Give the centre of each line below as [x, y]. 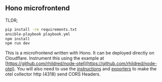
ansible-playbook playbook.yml [38, 34]
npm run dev [17, 43]
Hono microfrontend [37, 8]
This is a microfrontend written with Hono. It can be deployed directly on [80, 53]
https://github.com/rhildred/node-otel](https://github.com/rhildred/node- [82, 63]
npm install [17, 39]
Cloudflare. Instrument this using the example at [54, 58]
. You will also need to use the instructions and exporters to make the [85, 69]
